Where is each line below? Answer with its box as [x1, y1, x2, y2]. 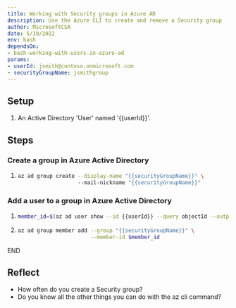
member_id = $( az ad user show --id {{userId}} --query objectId [17, 213, 208, 220]
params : [7, 56, 30, 63]
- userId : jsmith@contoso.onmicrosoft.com [7, 63, 134, 70]
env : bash [7, 37, 37, 44]
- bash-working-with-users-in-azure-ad [7, 50, 125, 57]
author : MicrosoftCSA [7, 23, 71, 30]
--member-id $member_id [90, 233, 160, 240]
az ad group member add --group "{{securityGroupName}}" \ [17, 226, 195, 234]
